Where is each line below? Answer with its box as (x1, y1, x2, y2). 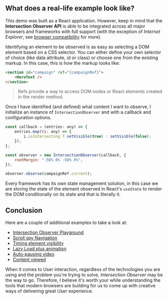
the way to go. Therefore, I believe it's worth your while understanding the (5, 277, 161, 283)
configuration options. (5, 115, 52, 121)
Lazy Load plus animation (12, 246, 67, 252)
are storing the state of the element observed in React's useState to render (5, 186, 162, 192)
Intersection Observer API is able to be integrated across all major (5, 23, 146, 29)
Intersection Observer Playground (12, 229, 84, 236)
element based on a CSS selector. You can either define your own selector (5, 49, 161, 55)
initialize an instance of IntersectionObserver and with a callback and (5, 109, 151, 115)
